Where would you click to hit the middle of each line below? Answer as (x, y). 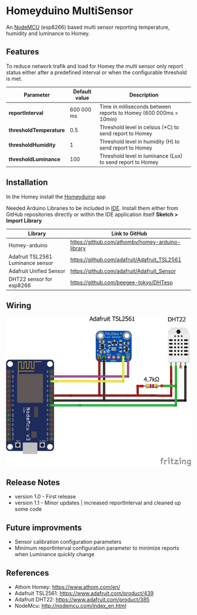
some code (28, 509)
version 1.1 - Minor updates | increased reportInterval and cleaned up (98, 503)
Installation (27, 183)
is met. (14, 78)
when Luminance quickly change (55, 554)
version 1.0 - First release (45, 497)
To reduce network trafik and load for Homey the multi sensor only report (95, 66)
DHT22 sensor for (30, 279)
